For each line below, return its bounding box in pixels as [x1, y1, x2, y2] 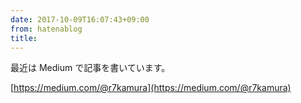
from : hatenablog [10, 24, 83, 34]
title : [10, 33, 38, 43]
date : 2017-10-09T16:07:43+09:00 [10, 14, 150, 25]
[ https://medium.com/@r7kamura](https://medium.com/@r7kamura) [10, 82, 292, 94]
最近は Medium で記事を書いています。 [10, 62, 171, 74]
